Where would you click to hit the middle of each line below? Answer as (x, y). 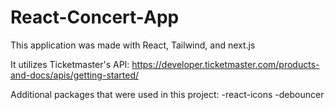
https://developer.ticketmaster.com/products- (225, 64)
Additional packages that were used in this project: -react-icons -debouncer (167, 94)
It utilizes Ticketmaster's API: (70, 64)
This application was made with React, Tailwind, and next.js (133, 45)
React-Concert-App (95, 17)
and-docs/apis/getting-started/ (75, 75)
